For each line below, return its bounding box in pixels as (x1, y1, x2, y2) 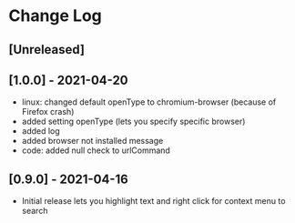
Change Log (8, 5, 102, 26)
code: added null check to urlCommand (21, 145, 170, 156)
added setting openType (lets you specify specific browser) (21, 116, 246, 127)
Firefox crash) (21, 106, 75, 117)
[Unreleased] (8, 42, 86, 57)
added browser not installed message (21, 136, 164, 147)
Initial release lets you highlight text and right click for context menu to (21, 196, 286, 207)
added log (21, 126, 60, 137)
